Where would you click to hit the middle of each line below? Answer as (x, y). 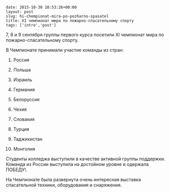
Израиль (22, 80)
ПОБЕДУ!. (17, 170)
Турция (21, 129)
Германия (24, 90)
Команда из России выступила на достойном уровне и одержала (77, 164)
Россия (21, 60)
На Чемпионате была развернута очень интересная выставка (74, 179)
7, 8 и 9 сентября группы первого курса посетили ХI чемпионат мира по (85, 35)
